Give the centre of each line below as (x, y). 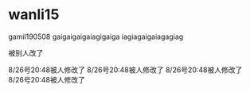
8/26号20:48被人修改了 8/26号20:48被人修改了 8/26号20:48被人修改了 (125, 70)
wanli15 (34, 15)
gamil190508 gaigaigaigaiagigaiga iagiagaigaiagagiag (96, 36)
